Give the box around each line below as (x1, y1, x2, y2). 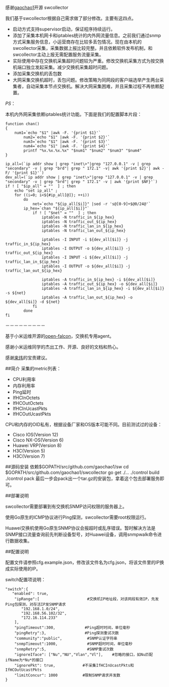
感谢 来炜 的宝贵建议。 (5, 355, 50, 361)
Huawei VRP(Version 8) (12, 442, 62, 449)
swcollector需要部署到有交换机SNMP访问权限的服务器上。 (5, 503, 127, 510)
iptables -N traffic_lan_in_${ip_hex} (41, 224, 124, 229)
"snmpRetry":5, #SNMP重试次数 (14, 647, 114, 652)
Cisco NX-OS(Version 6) (12, 437, 64, 443)
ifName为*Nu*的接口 (5, 658, 44, 663)
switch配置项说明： (5, 577, 46, 582)
